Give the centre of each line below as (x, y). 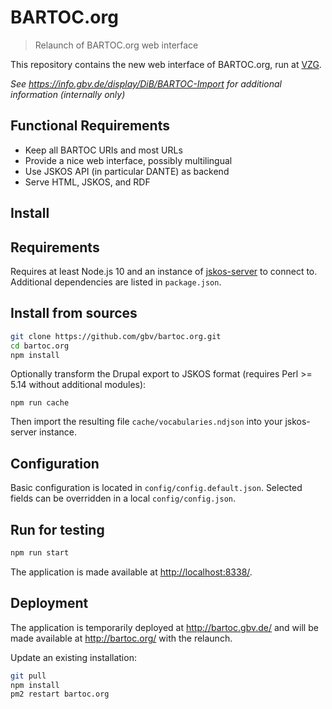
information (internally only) (68, 94)
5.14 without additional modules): (78, 385)
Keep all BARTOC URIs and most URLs (103, 150)
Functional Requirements (90, 126)
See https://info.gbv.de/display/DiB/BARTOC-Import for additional (146, 83)
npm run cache (40, 403)
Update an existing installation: (73, 657)
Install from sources (74, 313)
